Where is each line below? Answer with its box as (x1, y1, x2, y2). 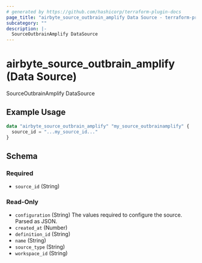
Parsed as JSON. (14, 218, 58, 225)
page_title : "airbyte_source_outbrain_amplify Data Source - (6, 14, 163, 20)
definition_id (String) (14, 231, 71, 238)
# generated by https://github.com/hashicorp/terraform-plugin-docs (6, 8, 182, 15)
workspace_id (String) (14, 250, 68, 257)
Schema (6, 151, 38, 161)
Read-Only (6, 198, 39, 206)
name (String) (14, 237, 46, 244)
